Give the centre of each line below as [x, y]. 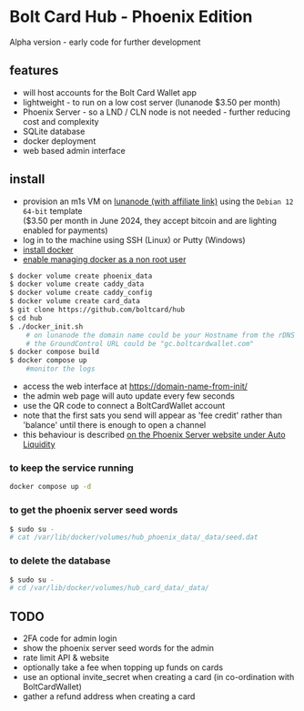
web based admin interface [74, 150]
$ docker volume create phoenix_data [81, 276]
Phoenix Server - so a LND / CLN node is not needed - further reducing [157, 112]
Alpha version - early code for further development [105, 42]
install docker [48, 249]
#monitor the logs [61, 369]
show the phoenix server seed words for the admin [118, 648]
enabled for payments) [65, 230]
